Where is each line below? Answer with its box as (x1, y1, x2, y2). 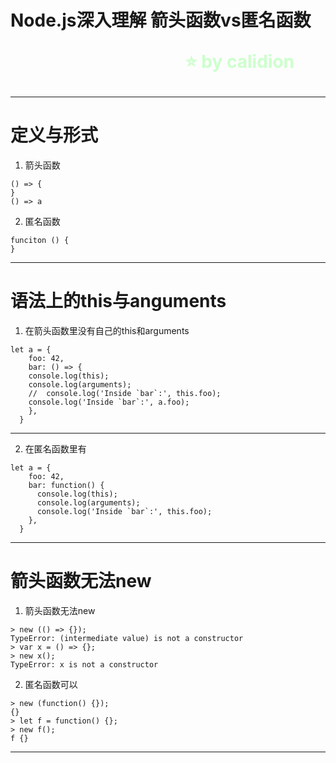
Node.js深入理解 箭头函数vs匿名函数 (10, 9, 312, 32)
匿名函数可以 (24, 679, 78, 690)
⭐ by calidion (184, 51, 295, 73)
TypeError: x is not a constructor (10, 660, 159, 670)
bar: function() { (28, 481, 105, 491)
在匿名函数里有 (24, 443, 87, 455)
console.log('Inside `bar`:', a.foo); (28, 397, 190, 408)
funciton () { (10, 236, 70, 246)
